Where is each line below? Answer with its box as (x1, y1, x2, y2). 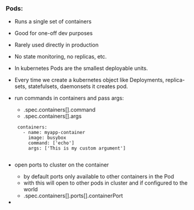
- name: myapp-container (22, 130, 85, 136)
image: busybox (28, 135, 66, 141)
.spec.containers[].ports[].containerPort (23, 192, 123, 200)
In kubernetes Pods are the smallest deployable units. (14, 65, 149, 72)
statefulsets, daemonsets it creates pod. (28, 83, 128, 90)
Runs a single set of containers (14, 18, 92, 25)
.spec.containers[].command (23, 106, 96, 113)
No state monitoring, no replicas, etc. (14, 53, 107, 60)
